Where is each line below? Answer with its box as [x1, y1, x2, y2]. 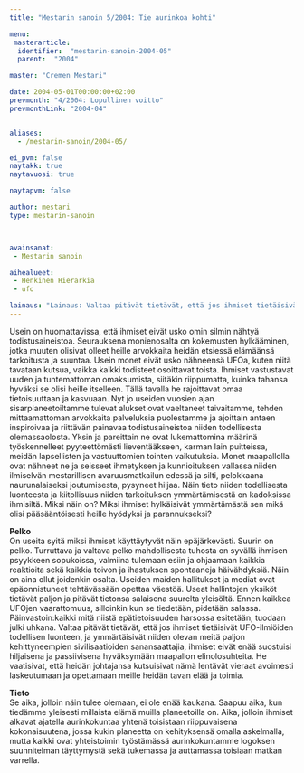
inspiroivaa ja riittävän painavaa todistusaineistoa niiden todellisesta [9, 421, 262, 432]
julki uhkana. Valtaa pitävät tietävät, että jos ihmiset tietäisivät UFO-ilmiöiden [9, 621, 294, 633]
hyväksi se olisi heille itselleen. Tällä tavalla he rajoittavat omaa [9, 383, 243, 394]
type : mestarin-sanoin [9, 211, 95, 220]
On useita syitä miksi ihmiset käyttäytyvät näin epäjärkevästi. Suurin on [9, 535, 274, 546]
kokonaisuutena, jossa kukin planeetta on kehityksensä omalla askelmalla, [9, 725, 285, 737]
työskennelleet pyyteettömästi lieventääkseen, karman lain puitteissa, [9, 440, 269, 452]
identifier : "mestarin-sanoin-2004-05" [17, 46, 172, 55]
